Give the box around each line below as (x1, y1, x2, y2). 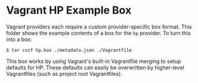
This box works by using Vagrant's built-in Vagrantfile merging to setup (6, 58, 181, 65)
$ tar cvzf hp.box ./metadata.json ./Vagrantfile (6, 47, 132, 53)
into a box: (6, 36, 32, 43)
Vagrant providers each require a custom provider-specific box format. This (6, 23, 192, 30)
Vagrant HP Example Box (6, 4, 132, 17)
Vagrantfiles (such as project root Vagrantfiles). (6, 70, 122, 77)
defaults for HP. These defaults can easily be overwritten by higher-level (6, 63, 184, 71)
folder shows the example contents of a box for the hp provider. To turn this (6, 29, 191, 36)
